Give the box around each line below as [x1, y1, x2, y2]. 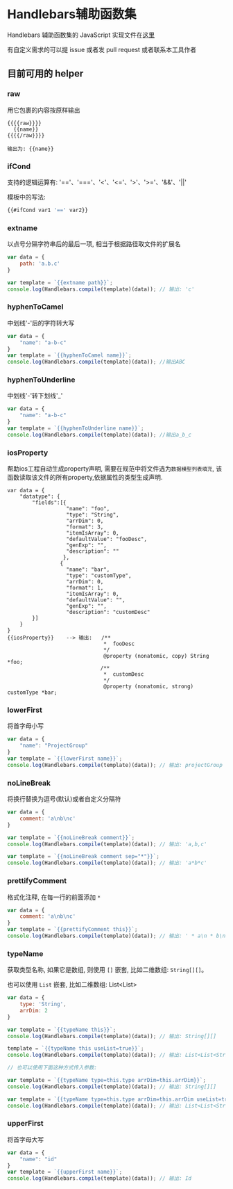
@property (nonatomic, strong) [103, 683, 194, 690]
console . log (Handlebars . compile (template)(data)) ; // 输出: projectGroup [7, 761, 223, 768]
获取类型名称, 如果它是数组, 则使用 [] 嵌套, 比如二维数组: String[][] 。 [7, 966, 208, 974]
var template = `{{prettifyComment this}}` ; [7, 926, 138, 933]
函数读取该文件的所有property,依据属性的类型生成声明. [7, 474, 163, 482]
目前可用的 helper [7, 67, 84, 80]
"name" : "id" [19, 1156, 58, 1163]
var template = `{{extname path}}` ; [7, 279, 113, 286]
